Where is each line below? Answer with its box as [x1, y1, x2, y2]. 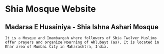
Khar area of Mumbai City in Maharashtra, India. [5, 44, 109, 49]
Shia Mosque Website [5, 3, 96, 15]
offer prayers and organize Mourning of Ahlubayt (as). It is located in [5, 40, 160, 45]
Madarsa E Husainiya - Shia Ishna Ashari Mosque [5, 23, 159, 31]
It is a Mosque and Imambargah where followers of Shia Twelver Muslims [5, 36, 157, 40]
